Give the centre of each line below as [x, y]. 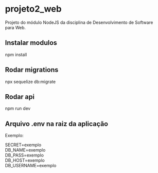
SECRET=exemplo [23, 145]
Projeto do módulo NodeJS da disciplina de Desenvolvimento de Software [79, 22]
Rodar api [20, 96]
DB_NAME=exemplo [25, 150]
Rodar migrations [32, 70]
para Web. [15, 27]
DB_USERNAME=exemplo [31, 166]
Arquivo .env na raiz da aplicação [57, 124]
